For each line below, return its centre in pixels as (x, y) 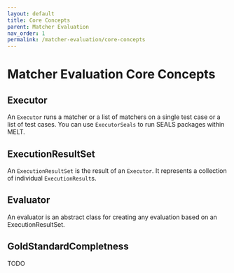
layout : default (31, 14)
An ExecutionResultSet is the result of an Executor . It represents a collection (117, 170)
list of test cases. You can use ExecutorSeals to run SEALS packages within (116, 125)
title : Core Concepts (39, 20)
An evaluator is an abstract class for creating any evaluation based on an (112, 217)
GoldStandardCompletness (68, 247)
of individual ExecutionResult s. (52, 178)
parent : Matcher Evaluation (48, 27)
